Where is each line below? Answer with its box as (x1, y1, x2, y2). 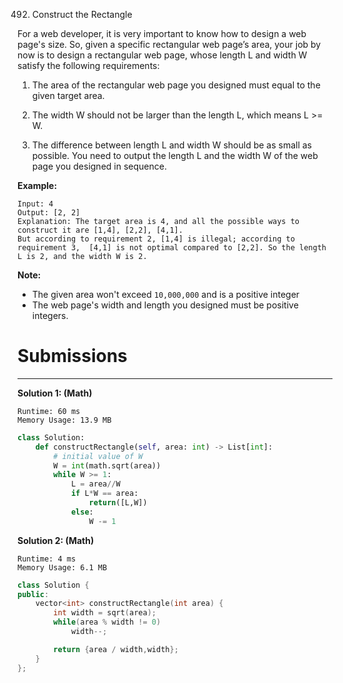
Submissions (17, 345, 128, 368)
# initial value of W (53, 451, 144, 461)
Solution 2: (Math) (17, 534, 95, 546)
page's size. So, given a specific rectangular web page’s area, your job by (17, 39, 322, 50)
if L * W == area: (70, 489, 139, 499)
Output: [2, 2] (17, 208, 81, 218)
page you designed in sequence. (31, 160, 167, 172)
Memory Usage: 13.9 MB (17, 415, 112, 425)
